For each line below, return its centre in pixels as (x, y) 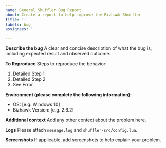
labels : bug (18, 24)
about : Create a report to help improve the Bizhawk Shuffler (73, 15)
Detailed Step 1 (29, 74)
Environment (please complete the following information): (69, 95)
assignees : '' (21, 29)
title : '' (16, 20)
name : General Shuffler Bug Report (43, 10)
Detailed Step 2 (29, 79)
